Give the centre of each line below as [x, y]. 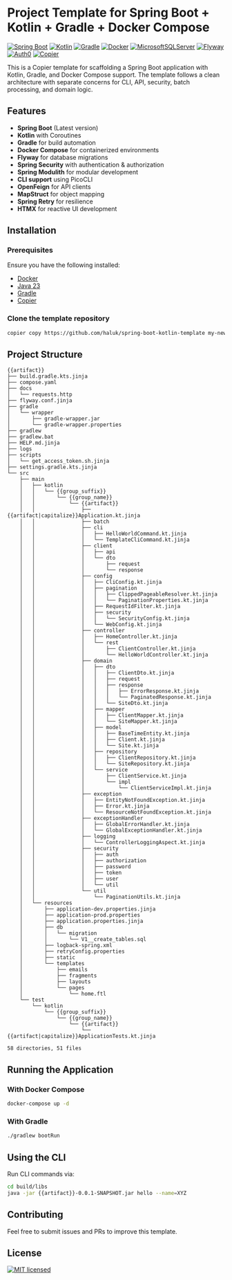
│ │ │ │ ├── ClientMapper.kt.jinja [102, 715]
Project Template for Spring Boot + [108, 13]
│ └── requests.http [40, 395]
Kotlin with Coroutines [49, 135]
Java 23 [29, 286]
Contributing [35, 1215]
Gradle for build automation [57, 143]
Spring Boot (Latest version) [58, 128]
